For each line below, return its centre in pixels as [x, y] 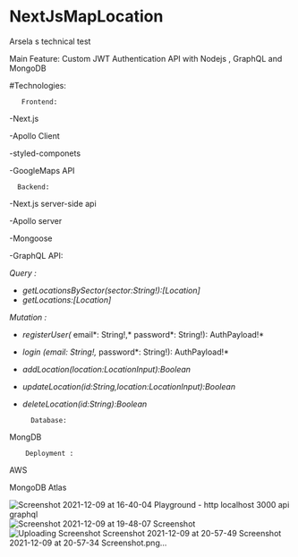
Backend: [34, 187]
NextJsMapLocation [86, 17]
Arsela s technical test [50, 41]
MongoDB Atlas [38, 487]
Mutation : [28, 317]
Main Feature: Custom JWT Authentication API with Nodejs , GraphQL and [146, 58]
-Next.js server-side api [53, 203]
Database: [49, 420]
